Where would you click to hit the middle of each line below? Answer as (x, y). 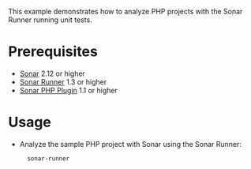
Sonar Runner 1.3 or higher (63, 81)
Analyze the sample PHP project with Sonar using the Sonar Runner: (131, 144)
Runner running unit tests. (50, 20)
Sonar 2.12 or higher (52, 73)
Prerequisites (53, 52)
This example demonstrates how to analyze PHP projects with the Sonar (126, 11)
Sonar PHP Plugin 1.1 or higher (69, 90)
